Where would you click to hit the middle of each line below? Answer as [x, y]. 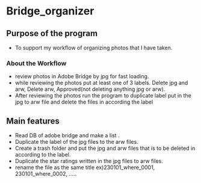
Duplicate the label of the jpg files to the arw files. [76, 142]
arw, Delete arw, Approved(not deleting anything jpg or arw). [90, 89]
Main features [33, 121]
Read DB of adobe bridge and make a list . [67, 135]
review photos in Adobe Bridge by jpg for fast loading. [82, 76]
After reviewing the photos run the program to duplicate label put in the [103, 96]
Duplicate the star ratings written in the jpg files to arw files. [89, 161]
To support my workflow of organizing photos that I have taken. [94, 48]
